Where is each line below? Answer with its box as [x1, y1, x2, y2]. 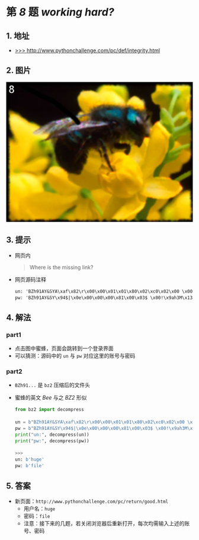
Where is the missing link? [29, 263, 94, 271]
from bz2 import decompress [14, 407, 84, 413]
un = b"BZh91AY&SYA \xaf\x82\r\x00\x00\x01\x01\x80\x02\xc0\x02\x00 [14, 419, 185, 425]
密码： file [23, 512, 50, 519]
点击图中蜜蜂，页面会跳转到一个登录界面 [14, 345, 114, 352]
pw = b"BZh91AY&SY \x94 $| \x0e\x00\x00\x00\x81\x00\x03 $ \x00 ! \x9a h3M [14, 425, 188, 431]
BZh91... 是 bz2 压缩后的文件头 [14, 381, 91, 388]
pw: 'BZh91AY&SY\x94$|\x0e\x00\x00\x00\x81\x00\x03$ [14, 294, 148, 301]
